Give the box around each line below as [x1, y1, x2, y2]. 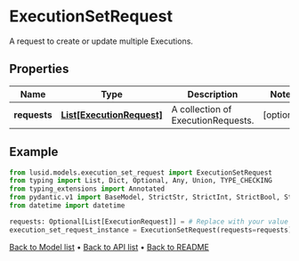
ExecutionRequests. [171, 114, 255, 126]
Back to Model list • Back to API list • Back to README [9, 241, 209, 252]
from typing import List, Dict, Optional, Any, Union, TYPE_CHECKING [9, 176, 273, 185]
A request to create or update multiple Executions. [9, 36, 194, 46]
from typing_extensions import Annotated [9, 184, 166, 193]
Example [9, 144, 59, 159]
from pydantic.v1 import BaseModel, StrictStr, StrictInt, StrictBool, [9, 193, 280, 202]
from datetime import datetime [9, 201, 125, 210]
